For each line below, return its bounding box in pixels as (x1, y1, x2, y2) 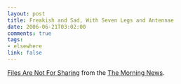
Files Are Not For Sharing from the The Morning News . (7, 68, 165, 77)
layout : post (7, 10, 46, 17)
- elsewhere (7, 43, 42, 50)
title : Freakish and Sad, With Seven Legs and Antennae (7, 17, 174, 24)
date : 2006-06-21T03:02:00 (7, 23, 86, 30)
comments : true (7, 29, 52, 37)
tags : (7, 36, 23, 43)
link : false (7, 50, 42, 57)
